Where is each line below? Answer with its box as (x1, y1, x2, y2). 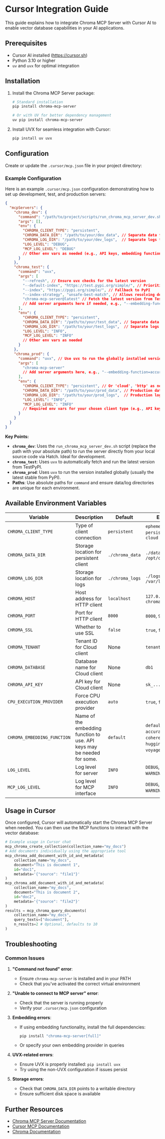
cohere (145, 735, 161, 740)
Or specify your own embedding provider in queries (19, 1042, 124, 1048)
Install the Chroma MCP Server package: (12, 90, 95, 96)
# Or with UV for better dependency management (12, 113, 111, 118)
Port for (75, 609, 93, 616)
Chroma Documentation (12, 1129, 61, 1135)
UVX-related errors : (12, 1052, 54, 1058)
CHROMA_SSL (7, 627, 33, 633)
